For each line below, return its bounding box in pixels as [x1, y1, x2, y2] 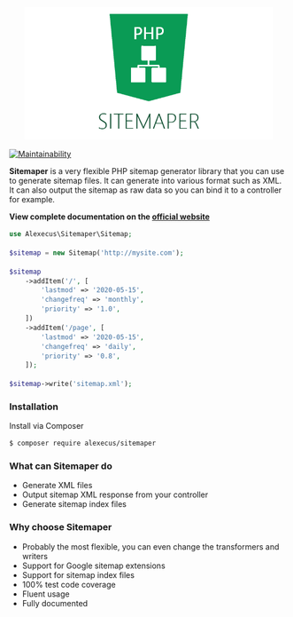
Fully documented [21, 597, 89, 608]
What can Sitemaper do [9, 460, 112, 472]
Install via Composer [9, 421, 84, 431]
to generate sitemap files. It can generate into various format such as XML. [9, 176, 282, 186]
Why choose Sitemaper [9, 521, 112, 534]
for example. [9, 194, 56, 205]
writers [21, 550, 49, 561]
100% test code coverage [21, 579, 117, 589]
